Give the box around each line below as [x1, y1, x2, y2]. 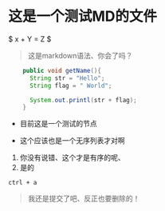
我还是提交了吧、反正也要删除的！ [27, 193, 140, 204]
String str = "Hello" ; [29, 74, 105, 82]
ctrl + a [8, 179, 37, 187]
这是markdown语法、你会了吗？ [27, 50, 133, 60]
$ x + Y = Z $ [8, 34, 52, 44]
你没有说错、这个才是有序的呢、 [19, 153, 125, 162]
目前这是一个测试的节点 [19, 119, 97, 129]
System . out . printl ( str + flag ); [29, 96, 137, 104]
